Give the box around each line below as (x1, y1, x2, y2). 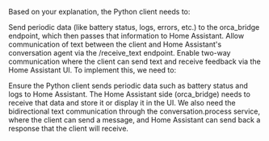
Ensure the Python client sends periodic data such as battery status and (8, 81, 248, 90)
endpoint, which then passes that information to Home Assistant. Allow (8, 31, 245, 40)
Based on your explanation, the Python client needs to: (8, 7, 191, 16)
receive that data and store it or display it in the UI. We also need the (8, 98, 236, 107)
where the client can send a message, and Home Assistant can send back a (8, 115, 261, 124)
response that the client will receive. (8, 124, 129, 133)
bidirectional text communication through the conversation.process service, (8, 106, 261, 116)
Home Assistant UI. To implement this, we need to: (8, 65, 176, 75)
